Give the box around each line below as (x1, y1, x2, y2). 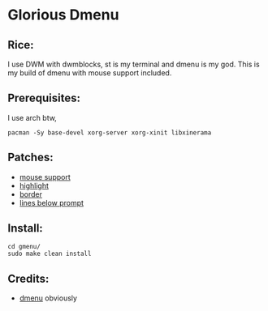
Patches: (7, 151, 54, 164)
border (19, 189, 42, 199)
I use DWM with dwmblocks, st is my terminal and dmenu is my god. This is (7, 59, 261, 69)
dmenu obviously (19, 293, 78, 303)
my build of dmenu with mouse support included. (7, 68, 172, 78)
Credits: (7, 271, 50, 285)
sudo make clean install (7, 249, 92, 258)
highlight (19, 181, 50, 190)
